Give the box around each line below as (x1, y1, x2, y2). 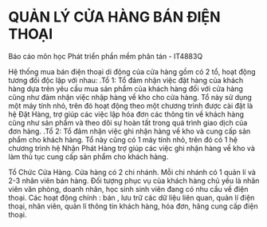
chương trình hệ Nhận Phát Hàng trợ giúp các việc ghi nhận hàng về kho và (8, 143, 255, 153)
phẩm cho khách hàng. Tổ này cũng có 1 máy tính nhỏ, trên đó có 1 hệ (8, 134, 238, 144)
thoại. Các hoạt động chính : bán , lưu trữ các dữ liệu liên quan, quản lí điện (8, 193, 255, 202)
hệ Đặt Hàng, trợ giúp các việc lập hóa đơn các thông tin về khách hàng (8, 109, 245, 119)
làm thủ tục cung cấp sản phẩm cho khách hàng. (8, 152, 169, 161)
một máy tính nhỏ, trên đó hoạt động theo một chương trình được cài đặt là (8, 101, 253, 110)
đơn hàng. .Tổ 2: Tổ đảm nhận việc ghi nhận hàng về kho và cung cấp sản (8, 126, 251, 136)
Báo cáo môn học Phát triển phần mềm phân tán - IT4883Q (8, 51, 203, 61)
